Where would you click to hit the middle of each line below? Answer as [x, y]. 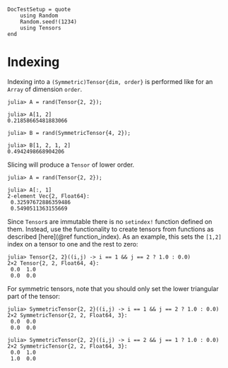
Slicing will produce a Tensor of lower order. [71, 165]
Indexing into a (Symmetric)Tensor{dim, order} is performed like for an [110, 81]
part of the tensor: [34, 296]
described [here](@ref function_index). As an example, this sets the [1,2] [115, 237]
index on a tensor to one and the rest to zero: [73, 244]
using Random [39, 16]
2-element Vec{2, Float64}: [49, 196]
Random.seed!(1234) [49, 22]
